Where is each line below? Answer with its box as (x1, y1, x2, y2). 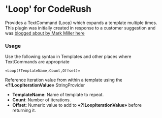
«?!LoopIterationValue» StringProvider (5, 82, 85, 88)
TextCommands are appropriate (5, 59, 70, 65)
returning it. (12, 107, 36, 114)
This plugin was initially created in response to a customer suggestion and (5, 25, 156, 30)
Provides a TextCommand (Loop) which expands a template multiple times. (5, 20, 158, 26)
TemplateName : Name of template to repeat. (12, 92, 104, 98)
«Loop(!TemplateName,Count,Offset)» (5, 68, 80, 73)
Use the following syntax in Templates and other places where (5, 54, 131, 59)
